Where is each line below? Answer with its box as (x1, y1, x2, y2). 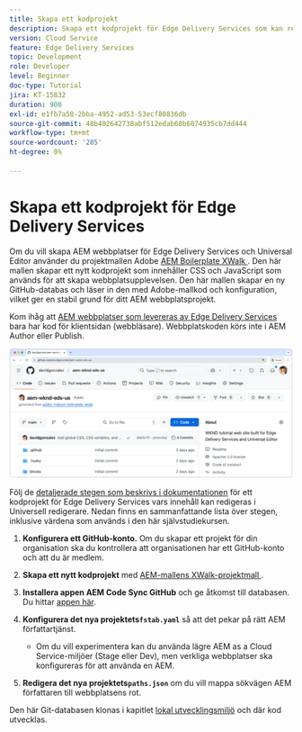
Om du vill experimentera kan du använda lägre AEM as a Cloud (35, 640, 272, 652)
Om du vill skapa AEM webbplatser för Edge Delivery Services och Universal (9, 246, 293, 257)
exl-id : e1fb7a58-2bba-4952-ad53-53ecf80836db (9, 109, 187, 119)
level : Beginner (9, 72, 70, 81)
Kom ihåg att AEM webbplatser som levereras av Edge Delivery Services (9, 311, 278, 321)
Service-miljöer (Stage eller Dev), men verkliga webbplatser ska (35, 650, 273, 661)
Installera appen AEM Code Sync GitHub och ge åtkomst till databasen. (22, 586, 290, 598)
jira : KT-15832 (9, 90, 67, 99)
